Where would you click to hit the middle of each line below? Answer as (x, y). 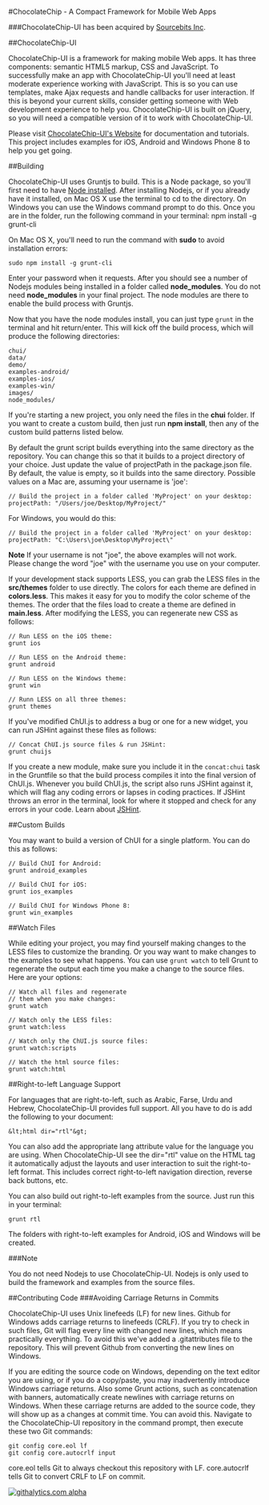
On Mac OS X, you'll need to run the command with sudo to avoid (116, 240)
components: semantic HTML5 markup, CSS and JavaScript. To (113, 67)
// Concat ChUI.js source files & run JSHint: (87, 745)
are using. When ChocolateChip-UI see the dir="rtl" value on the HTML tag (132, 1155)
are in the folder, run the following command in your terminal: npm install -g (132, 216)
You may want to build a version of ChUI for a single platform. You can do (129, 840)
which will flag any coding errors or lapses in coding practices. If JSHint (127, 792)
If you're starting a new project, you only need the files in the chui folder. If (132, 415)
